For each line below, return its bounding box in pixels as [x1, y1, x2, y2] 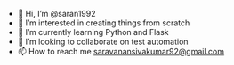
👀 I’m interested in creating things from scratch [17, 18, 190, 28]
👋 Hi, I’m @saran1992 [17, 9, 96, 18]
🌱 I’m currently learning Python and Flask [17, 27, 169, 37]
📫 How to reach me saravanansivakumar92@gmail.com [17, 47, 225, 56]
